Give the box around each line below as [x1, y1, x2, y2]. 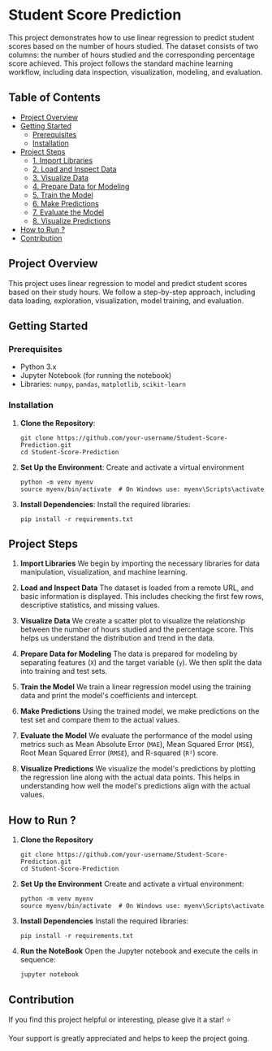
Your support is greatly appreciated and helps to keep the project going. [8, 1033, 250, 1043]
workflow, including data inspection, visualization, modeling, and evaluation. [8, 67, 263, 76]
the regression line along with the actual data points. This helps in [19, 772, 240, 782]
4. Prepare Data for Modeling [32, 181, 130, 191]
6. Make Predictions [32, 198, 99, 208]
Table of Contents [8, 91, 101, 105]
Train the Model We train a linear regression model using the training [19, 682, 252, 692]
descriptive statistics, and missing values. [19, 600, 160, 610]
